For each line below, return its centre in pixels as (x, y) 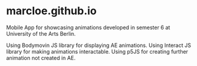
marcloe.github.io (52, 11)
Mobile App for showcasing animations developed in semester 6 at (88, 27)
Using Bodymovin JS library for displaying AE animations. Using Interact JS (98, 45)
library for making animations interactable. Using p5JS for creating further (97, 51)
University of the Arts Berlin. (41, 33)
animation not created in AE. (41, 58)
